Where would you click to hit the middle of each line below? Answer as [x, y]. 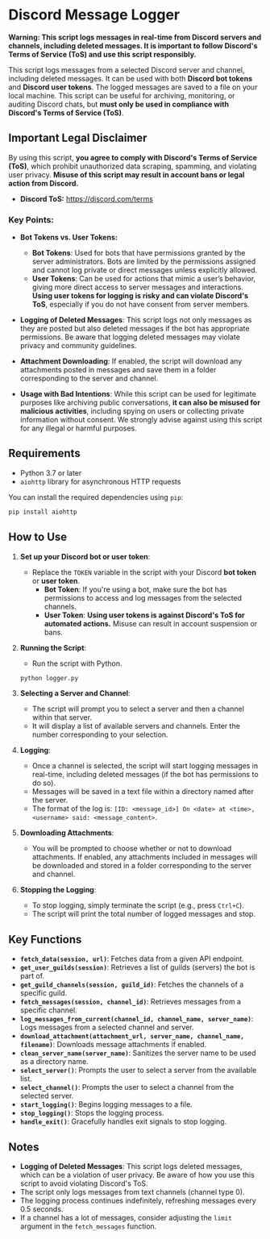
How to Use [38, 537]
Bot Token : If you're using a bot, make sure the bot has [135, 589]
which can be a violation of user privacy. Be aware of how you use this [137, 1175]
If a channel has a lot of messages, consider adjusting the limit [126, 1218]
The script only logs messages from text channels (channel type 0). [132, 1192]
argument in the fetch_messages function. [88, 1226]
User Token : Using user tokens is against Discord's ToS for [145, 615]
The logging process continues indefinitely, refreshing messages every [138, 1201]
